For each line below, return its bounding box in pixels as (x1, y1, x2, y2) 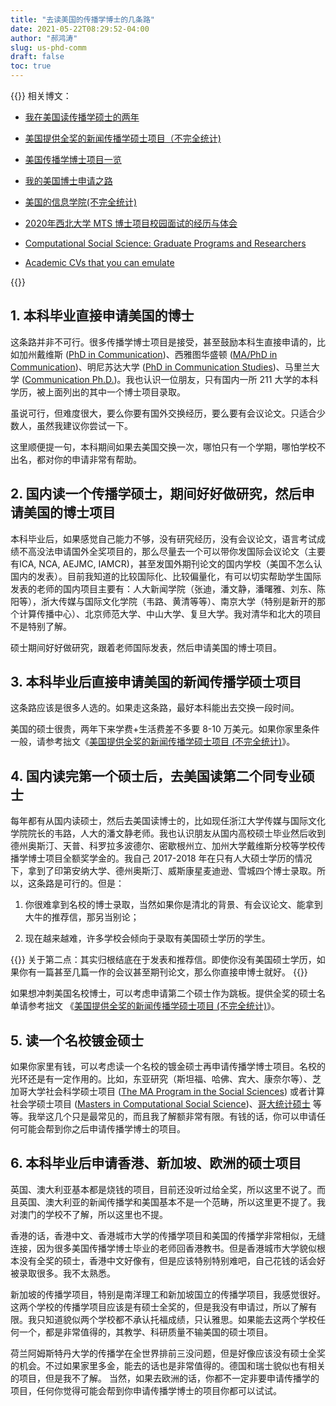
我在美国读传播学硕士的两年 (24, 111, 140, 123)
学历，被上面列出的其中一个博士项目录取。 (10, 386, 186, 398)
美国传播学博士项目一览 (24, 154, 122, 165)
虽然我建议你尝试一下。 (36, 419, 133, 431)
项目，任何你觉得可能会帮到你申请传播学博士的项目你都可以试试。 (10, 1384, 282, 1396)
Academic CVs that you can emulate (24, 257, 175, 268)
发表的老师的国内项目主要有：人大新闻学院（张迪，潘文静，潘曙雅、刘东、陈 (10, 582, 326, 595)
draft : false (10, 52, 65, 62)
